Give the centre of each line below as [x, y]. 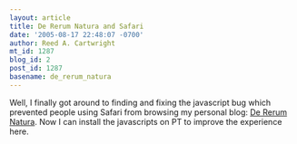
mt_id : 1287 [32, 52]
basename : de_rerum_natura [60, 77]
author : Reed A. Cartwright [63, 43]
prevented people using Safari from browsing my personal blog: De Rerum [148, 112]
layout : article [40, 18]
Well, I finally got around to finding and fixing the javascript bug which [140, 102]
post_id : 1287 [36, 69]
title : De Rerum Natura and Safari [77, 26]
